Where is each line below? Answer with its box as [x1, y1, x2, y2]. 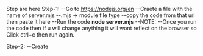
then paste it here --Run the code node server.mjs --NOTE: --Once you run [6, 18, 197, 25]
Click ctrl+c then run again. [6, 31, 75, 38]
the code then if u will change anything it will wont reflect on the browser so [6, 24, 197, 32]
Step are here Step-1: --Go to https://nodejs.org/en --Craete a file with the [6, 5, 193, 12]
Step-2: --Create [6, 43, 49, 50]
